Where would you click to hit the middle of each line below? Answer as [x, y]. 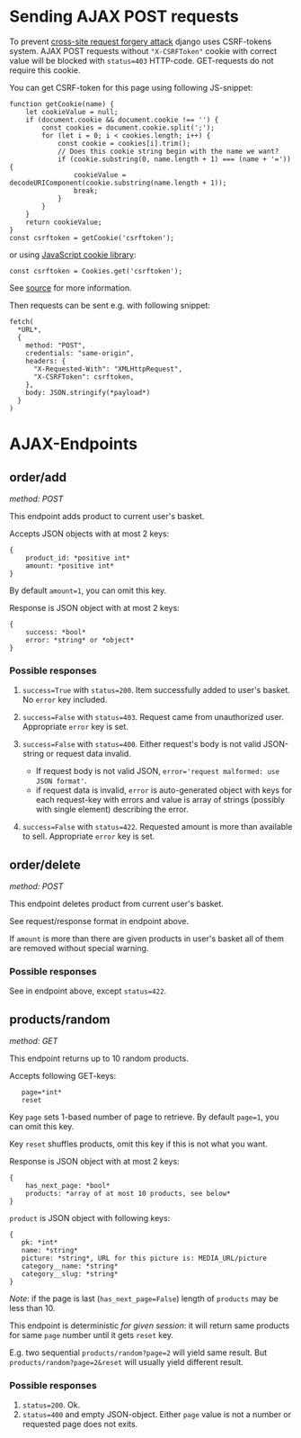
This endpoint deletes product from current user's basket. [117, 904]
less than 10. [32, 1308]
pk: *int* [40, 1243]
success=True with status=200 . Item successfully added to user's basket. [156, 690]
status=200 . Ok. [51, 1405]
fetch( [22, 321]
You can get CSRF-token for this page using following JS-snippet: [131, 87]
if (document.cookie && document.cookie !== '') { [122, 120]
